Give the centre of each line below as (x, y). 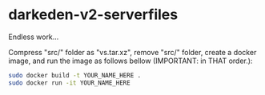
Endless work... (34, 37)
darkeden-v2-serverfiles (93, 15)
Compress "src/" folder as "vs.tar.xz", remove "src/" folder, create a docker (132, 52)
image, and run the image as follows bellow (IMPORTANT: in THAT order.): (130, 61)
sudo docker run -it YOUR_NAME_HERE (69, 83)
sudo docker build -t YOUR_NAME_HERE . (75, 75)
